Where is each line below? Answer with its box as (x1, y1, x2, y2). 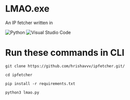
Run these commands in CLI (5, 47, 124, 58)
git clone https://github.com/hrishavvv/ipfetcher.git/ (5, 63, 125, 68)
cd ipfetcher (5, 72, 33, 77)
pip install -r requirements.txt (5, 81, 76, 86)
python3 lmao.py (5, 90, 39, 95)
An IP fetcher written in (5, 20, 53, 26)
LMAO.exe (5, 3, 49, 15)
